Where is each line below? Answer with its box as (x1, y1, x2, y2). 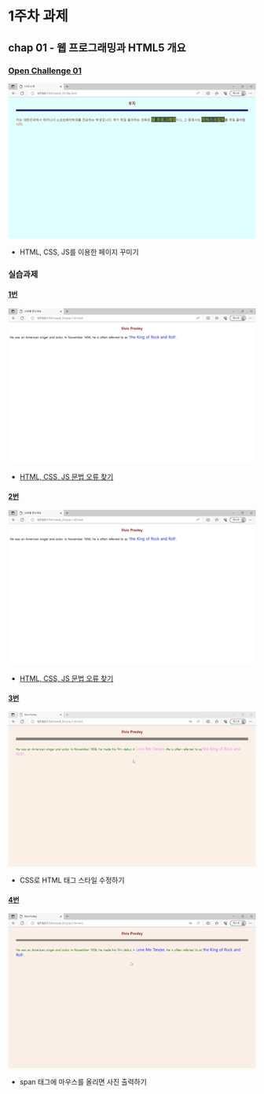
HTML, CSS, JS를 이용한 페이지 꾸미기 (19, 247, 139, 257)
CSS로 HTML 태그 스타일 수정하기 (19, 875, 125, 885)
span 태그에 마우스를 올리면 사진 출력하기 (19, 1077, 147, 1087)
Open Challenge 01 (8, 65, 82, 76)
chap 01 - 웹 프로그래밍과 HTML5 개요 (8, 41, 186, 54)
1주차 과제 (8, 7, 68, 25)
